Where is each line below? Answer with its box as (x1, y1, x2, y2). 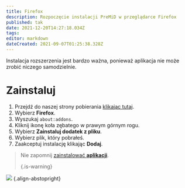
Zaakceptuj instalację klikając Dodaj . (14, 140, 103, 147)
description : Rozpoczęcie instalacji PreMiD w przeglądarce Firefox (6, 14, 177, 20)
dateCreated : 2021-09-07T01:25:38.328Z (6, 41, 104, 47)
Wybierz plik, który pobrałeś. (14, 134, 85, 141)
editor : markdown (6, 36, 49, 41)
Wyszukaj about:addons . (14, 115, 73, 123)
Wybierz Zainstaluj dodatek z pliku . (14, 128, 102, 135)
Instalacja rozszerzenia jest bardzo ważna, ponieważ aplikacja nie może (6, 57, 180, 64)
